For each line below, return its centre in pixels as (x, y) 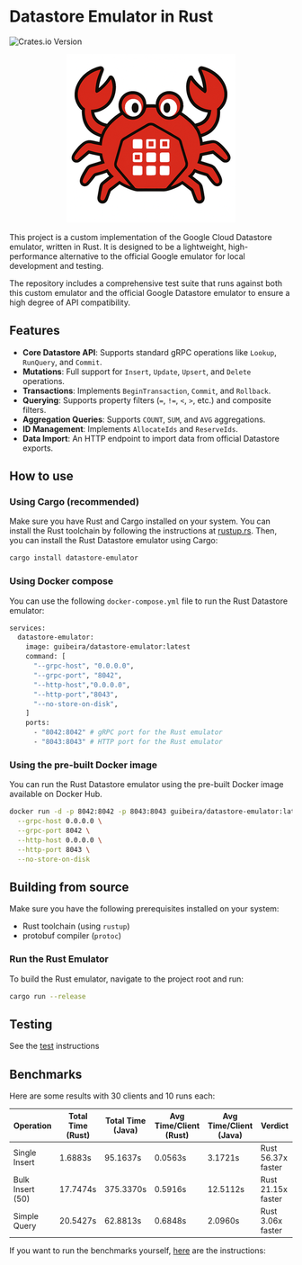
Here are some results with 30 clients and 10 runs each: (112, 1096)
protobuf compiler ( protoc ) (72, 936)
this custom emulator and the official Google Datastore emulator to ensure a (150, 292)
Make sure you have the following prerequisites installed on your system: (144, 909)
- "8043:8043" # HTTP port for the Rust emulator (128, 742)
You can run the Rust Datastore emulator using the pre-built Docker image (147, 785)
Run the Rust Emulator (59, 959)
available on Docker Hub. (56, 794)
